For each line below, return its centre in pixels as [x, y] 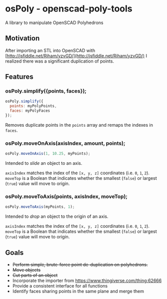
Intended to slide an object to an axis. [44, 163]
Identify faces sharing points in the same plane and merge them [78, 291]
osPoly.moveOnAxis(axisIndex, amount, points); [65, 143]
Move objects [26, 270]
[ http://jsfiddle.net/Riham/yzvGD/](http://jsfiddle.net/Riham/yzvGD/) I [76, 56]
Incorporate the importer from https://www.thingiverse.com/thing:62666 [87, 280]
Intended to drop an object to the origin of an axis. [57, 216]
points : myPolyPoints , [33, 106]
